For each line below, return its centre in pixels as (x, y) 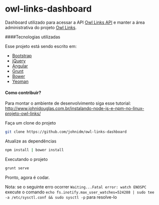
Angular (20, 66)
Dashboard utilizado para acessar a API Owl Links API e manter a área (75, 22)
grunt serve (17, 168)
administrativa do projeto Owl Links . (41, 27)
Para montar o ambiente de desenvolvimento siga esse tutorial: (68, 103)
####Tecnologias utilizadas (33, 37)
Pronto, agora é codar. (27, 177)
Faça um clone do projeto (31, 123)
